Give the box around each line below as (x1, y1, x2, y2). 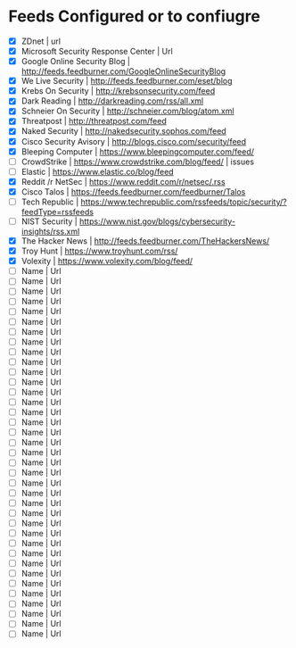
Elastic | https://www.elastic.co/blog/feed (21, 166, 175, 177)
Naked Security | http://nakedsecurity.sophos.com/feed (21, 126, 226, 137)
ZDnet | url (21, 36, 62, 46)
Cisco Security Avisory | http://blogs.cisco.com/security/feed (21, 136, 247, 146)
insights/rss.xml (21, 226, 80, 237)
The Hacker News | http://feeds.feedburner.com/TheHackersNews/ (21, 236, 270, 246)
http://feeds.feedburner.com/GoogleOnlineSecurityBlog (21, 66, 226, 77)
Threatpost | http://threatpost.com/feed (21, 116, 167, 127)
